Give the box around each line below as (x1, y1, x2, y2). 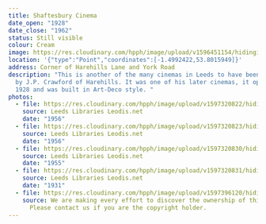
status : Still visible (8, 33, 83, 42)
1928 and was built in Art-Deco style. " (15, 85, 154, 94)
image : (8, 48, 30, 56)
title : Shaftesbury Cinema (8, 11, 97, 20)
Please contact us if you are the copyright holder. (28, 203, 207, 211)
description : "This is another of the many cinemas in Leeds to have (8, 71, 243, 79)
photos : (8, 93, 34, 101)
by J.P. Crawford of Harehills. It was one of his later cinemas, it (15, 78, 249, 86)
